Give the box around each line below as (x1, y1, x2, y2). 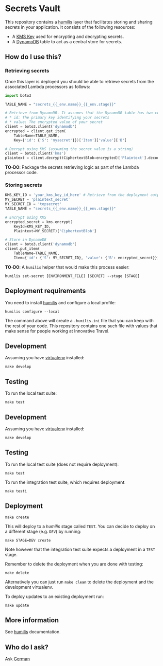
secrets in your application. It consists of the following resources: (5, 24, 136, 30)
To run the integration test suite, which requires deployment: (5, 479, 126, 485)
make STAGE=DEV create (5, 538, 51, 543)
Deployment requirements (5, 287, 86, 295)
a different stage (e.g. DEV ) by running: (5, 528, 81, 534)
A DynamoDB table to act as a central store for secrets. (12, 38, 122, 44)
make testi (5, 489, 27, 493)
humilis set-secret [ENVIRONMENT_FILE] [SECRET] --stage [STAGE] (5, 273, 140, 279)
